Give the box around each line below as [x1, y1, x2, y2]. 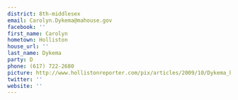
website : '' [7, 82, 42, 89]
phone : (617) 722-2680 [7, 63, 74, 70]
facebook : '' [7, 23, 46, 30]
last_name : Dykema [7, 50, 62, 57]
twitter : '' [7, 75, 42, 83]
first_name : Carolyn [7, 30, 69, 37]
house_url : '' [7, 43, 50, 50]
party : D [7, 56, 33, 63]
